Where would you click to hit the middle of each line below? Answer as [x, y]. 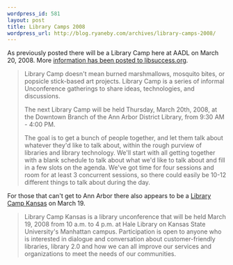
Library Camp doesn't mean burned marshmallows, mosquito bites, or [124, 74]
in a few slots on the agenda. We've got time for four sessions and [119, 167]
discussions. [42, 96]
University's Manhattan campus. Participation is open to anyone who [123, 232]
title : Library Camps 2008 [46, 26]
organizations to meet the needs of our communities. [100, 254]
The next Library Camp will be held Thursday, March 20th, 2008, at [121, 109]
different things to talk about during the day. [87, 183]
